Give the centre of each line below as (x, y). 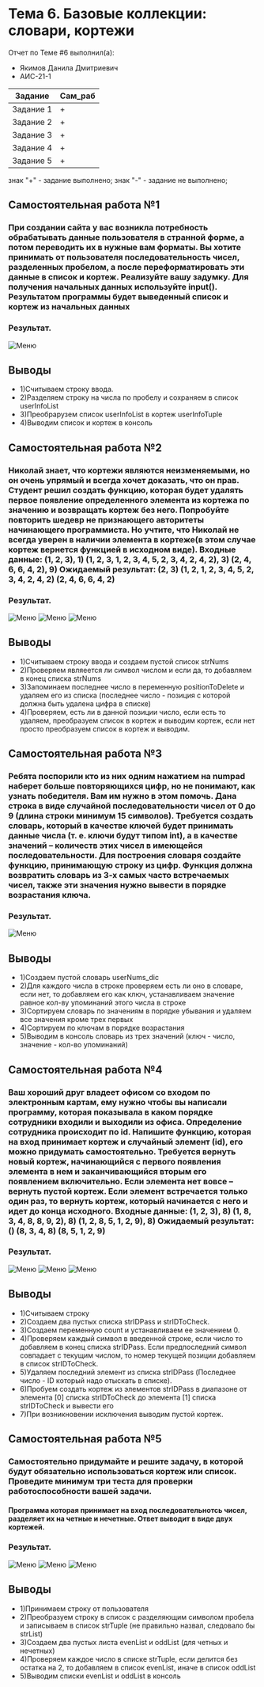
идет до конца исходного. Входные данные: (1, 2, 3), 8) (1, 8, (130, 1210)
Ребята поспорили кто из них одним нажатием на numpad (127, 777)
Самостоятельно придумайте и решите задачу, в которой (126, 1461)
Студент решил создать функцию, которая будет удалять (126, 490)
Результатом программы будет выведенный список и (119, 297)
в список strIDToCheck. (59, 1363)
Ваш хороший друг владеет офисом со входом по (109, 1092)
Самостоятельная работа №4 (85, 1070)
